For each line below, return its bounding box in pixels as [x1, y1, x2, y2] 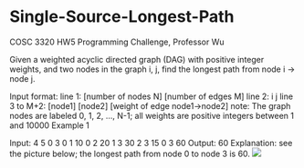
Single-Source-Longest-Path [9, 6, 235, 27]
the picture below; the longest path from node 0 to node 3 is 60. [9, 148, 251, 159]
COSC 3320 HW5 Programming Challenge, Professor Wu [9, 36, 225, 47]
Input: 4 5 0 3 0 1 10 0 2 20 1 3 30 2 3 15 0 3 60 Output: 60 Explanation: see [9, 137, 293, 148]
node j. [9, 73, 36, 84]
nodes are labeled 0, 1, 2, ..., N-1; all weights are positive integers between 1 [9, 110, 295, 121]
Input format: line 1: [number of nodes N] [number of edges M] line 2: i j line [9, 91, 294, 102]
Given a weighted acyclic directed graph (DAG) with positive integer [9, 54, 265, 64]
